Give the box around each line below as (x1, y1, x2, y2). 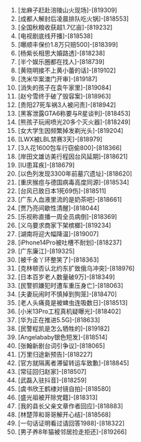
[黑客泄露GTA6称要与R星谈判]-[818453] (17, 109, 131, 117)
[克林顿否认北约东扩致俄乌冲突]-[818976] (17, 264, 135, 272)
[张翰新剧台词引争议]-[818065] (17, 341, 105, 350)
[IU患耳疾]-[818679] (17, 161, 75, 169)
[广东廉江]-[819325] (17, 247, 75, 255)
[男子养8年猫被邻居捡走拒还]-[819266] (17, 428, 127, 436)
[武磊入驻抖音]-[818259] (17, 376, 87, 384)
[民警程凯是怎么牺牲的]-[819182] (17, 324, 110, 333)
